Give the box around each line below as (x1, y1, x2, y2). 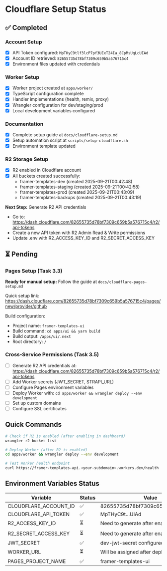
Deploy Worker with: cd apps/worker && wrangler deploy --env (12, 390, 143, 396)
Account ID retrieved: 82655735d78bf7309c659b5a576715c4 (12, 55, 129, 61)
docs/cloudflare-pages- (97, 280, 148, 285)
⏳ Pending (5, 250, 38, 258)
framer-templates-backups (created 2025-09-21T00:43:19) (19, 194, 142, 200)
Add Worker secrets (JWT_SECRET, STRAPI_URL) (12, 378, 114, 385)
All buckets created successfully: (12, 173, 81, 179)
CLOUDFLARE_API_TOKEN (7, 511, 70, 518)
